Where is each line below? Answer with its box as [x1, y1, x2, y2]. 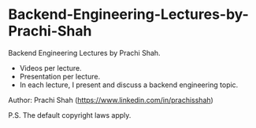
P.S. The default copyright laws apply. [8, 110, 132, 119]
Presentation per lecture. [19, 71, 101, 81]
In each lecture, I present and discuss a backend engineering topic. [19, 80, 239, 90]
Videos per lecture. [19, 63, 82, 72]
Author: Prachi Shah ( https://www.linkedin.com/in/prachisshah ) [8, 95, 214, 104]
